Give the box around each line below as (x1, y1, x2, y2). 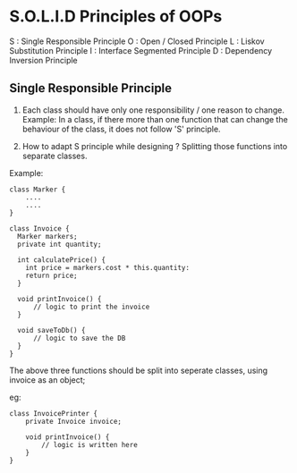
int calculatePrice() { (17, 255, 106, 265)
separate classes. (21, 150, 88, 161)
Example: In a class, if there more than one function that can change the (21, 114, 288, 124)
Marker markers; (17, 232, 78, 241)
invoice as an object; (9, 374, 86, 385)
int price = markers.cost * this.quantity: (25, 263, 191, 272)
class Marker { (9, 185, 66, 194)
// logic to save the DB (32, 334, 126, 342)
